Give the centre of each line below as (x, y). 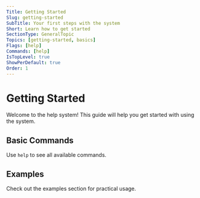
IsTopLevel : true (28, 57)
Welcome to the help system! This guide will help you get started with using (100, 115)
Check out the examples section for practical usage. (71, 188)
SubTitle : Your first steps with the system (63, 23)
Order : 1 (17, 68)
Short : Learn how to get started (48, 29)
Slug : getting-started (35, 18)
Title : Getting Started (36, 12)
